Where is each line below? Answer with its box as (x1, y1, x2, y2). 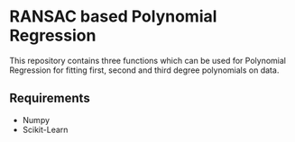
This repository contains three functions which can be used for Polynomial (9, 55, 287, 66)
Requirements (9, 91, 90, 106)
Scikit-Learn (22, 124, 69, 135)
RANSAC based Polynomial (9, 6, 217, 27)
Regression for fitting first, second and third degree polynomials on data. (9, 65, 280, 75)
